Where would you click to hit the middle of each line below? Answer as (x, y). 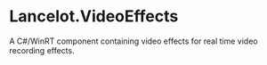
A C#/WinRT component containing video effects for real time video (133, 41)
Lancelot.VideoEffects (94, 16)
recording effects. (42, 50)
